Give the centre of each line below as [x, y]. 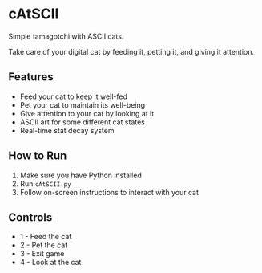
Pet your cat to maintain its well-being [83, 104]
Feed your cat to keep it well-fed [74, 96]
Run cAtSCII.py [45, 183]
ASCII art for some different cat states [83, 122]
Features [31, 77]
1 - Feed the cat [46, 237]
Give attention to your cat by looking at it [87, 113]
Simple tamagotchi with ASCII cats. [66, 36]
